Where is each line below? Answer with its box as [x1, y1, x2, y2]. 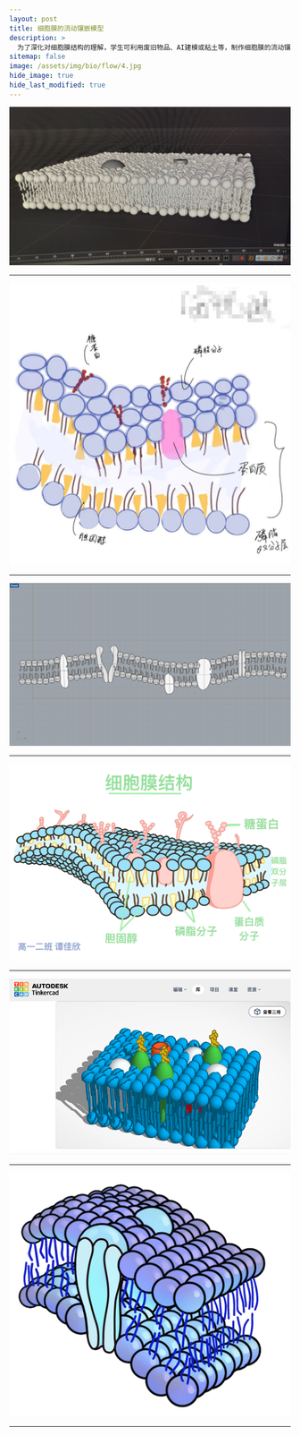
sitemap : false [9, 52, 66, 62]
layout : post [9, 14, 58, 23]
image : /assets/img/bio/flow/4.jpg [9, 62, 142, 71]
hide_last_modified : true [9, 81, 105, 90]
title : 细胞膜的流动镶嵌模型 [9, 23, 104, 33]
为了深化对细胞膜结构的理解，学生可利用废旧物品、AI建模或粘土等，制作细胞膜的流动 [17, 43, 285, 52]
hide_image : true [9, 72, 74, 81]
